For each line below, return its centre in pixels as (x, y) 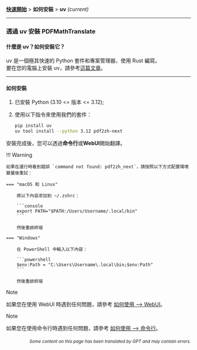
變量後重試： (19, 173)
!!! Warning (19, 155)
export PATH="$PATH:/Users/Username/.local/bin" (77, 211)
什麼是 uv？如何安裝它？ (36, 46)
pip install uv (33, 126)
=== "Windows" (23, 238)
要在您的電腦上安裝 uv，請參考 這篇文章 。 (56, 68)
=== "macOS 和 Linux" (32, 184)
